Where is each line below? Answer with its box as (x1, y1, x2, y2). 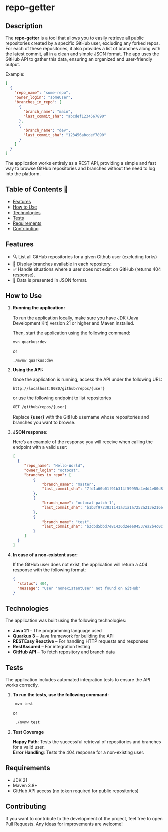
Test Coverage (12, 729, 44, 735)
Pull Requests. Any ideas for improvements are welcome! (5, 821, 123, 827)
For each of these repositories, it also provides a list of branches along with (5, 46, 161, 51)
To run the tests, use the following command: (12, 691, 109, 697)
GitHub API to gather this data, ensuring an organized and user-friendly (5, 56, 153, 62)
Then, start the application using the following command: (12, 330, 130, 336)
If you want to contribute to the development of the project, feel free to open (5, 815, 163, 821)
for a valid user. (12, 744, 45, 750)
